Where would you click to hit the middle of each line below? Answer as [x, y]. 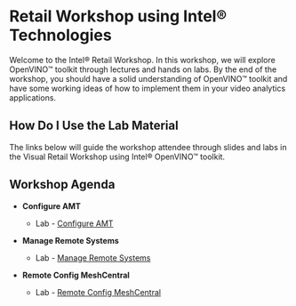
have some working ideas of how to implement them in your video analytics [148, 88]
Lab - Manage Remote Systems [93, 258]
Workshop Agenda [62, 185]
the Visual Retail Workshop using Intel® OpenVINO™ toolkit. [117, 157]
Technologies [61, 35]
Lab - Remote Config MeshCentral [98, 292]
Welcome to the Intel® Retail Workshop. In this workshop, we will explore [142, 60]
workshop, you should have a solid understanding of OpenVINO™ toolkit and [148, 78]
